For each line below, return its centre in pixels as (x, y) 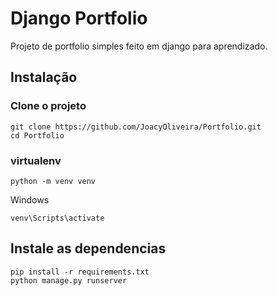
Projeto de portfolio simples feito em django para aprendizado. (139, 46)
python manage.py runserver (69, 280)
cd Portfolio (37, 135)
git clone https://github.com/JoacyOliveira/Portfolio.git (136, 127)
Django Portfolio (79, 18)
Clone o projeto (48, 106)
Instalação (44, 77)
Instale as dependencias (88, 248)
